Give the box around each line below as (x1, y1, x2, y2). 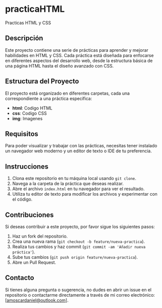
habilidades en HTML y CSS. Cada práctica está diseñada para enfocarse (5, 52, 154, 58)
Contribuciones (5, 210, 54, 219)
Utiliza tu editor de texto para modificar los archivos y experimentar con (12, 191, 158, 197)
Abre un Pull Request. (12, 260, 56, 265)
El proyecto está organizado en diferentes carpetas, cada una (5, 90, 130, 96)
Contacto (5, 274, 34, 282)
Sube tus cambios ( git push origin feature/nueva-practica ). (12, 254, 138, 260)
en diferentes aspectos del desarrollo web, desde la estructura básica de (5, 58, 153, 64)
